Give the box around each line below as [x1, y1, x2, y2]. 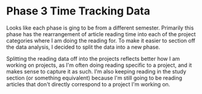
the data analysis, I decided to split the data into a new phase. [6, 43, 160, 51]
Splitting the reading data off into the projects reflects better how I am [6, 55, 180, 62]
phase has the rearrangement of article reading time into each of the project [6, 30, 196, 37]
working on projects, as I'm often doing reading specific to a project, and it [6, 61, 192, 69]
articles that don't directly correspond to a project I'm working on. [6, 80, 171, 88]
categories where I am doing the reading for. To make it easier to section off [6, 37, 195, 44]
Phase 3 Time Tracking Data [6, 4, 151, 18]
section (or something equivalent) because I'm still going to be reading [6, 74, 183, 81]
